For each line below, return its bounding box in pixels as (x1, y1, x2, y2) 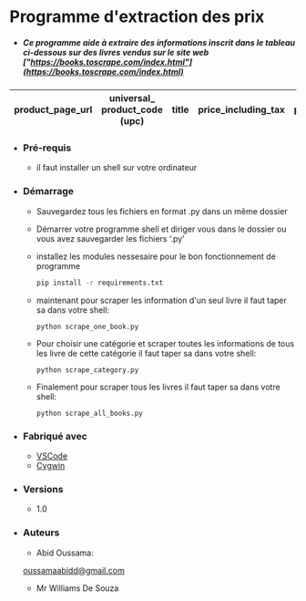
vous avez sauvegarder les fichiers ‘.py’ (36, 233, 185, 244)
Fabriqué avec (22, 430, 88, 442)
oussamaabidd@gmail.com (22, 565, 125, 575)
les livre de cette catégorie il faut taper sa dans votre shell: (36, 347, 257, 358)
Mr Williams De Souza (36, 582, 119, 594)
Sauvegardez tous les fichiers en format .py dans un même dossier (36, 205, 289, 216)
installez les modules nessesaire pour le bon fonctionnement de (36, 251, 276, 262)
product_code (101, 103, 164, 116)
